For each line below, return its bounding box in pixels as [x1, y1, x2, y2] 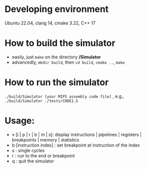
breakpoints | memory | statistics [11, 137, 79, 143]
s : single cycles [11, 147, 45, 153]
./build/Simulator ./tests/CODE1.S [4, 98, 78, 103]
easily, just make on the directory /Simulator [11, 54, 101, 60]
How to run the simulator [4, 77, 109, 88]
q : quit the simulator [11, 158, 54, 164]
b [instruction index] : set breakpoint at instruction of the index [11, 142, 140, 148]
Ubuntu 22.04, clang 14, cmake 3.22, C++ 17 [4, 20, 96, 26]
